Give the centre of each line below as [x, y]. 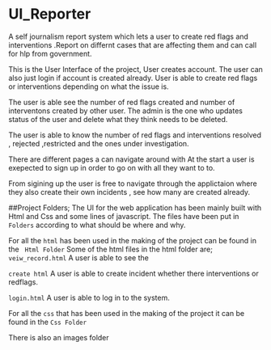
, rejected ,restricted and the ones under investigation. [99, 143]
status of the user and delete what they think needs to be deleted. [118, 119]
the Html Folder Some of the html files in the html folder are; [110, 249]
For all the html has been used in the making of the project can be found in [133, 240]
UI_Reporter [50, 14]
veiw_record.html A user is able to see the [79, 257]
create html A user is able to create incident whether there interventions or [133, 273]
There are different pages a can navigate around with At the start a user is [131, 159]
